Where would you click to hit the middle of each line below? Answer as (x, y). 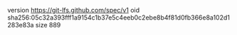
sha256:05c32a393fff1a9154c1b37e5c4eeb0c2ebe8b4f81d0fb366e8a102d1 (118, 17)
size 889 (48, 25)
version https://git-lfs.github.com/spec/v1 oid (74, 10)
